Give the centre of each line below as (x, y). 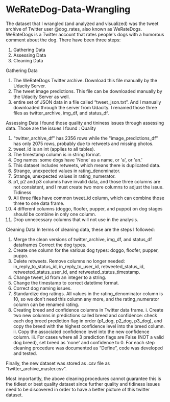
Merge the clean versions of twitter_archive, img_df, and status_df (82, 239)
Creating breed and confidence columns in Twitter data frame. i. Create (88, 310)
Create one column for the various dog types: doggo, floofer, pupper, (86, 250)
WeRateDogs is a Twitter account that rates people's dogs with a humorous (85, 34)
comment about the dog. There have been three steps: (63, 40)
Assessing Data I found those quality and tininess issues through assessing (85, 123)
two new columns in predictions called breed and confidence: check (85, 315)
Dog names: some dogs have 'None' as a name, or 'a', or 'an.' (78, 160)
